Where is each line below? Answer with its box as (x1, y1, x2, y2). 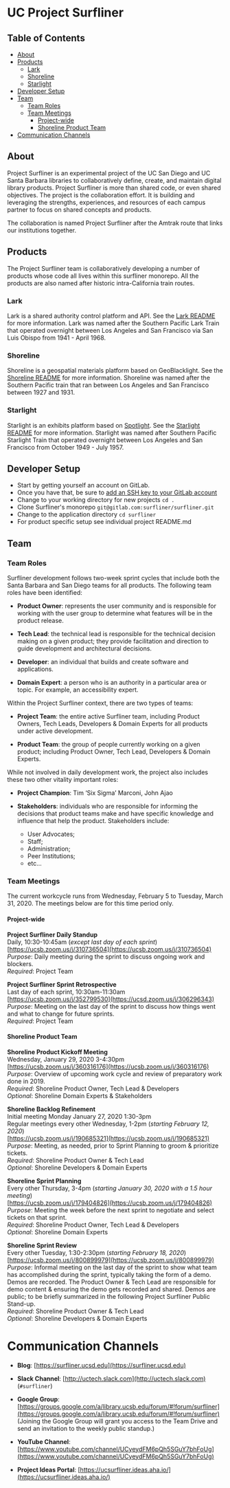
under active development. (16, 727, 93, 735)
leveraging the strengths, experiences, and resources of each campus (7, 198, 206, 206)
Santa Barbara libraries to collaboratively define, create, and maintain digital (7, 176, 222, 184)
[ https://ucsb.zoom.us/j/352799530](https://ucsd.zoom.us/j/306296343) (7, 995, 215, 1003)
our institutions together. (7, 226, 77, 234)
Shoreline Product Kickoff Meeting (7, 1047, 108, 1056)
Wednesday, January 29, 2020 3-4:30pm (7, 1055, 125, 1063)
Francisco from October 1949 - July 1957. (7, 443, 124, 451)
